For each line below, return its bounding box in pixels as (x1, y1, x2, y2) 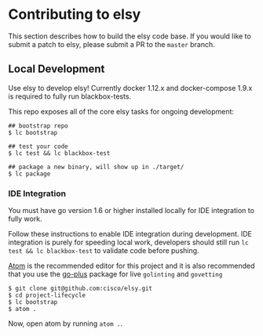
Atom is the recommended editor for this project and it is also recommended (8, 261, 255, 271)
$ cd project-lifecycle (8, 291, 86, 299)
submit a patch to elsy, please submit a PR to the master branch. (8, 39, 216, 49)
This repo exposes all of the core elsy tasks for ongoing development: (8, 107, 234, 116)
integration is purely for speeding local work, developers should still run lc (8, 237, 249, 247)
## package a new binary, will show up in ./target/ (8, 163, 184, 171)
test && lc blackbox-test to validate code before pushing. (8, 246, 199, 255)
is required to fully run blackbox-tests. (8, 92, 132, 101)
